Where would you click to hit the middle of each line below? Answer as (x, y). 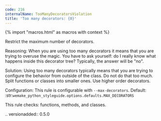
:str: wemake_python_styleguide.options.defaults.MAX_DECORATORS (70, 95)
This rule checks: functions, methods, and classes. (56, 105)
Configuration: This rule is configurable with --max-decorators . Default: (76, 91)
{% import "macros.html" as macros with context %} (57, 32)
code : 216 (15, 9)
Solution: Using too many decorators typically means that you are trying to (79, 71)
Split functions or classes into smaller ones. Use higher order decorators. (78, 81)
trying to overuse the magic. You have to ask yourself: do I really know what (80, 56)
